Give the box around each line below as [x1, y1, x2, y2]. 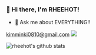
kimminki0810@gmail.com [6, 31, 70, 38]
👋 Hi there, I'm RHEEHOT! [6, 5, 80, 14]
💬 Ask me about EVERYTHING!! [14, 19, 91, 26]
